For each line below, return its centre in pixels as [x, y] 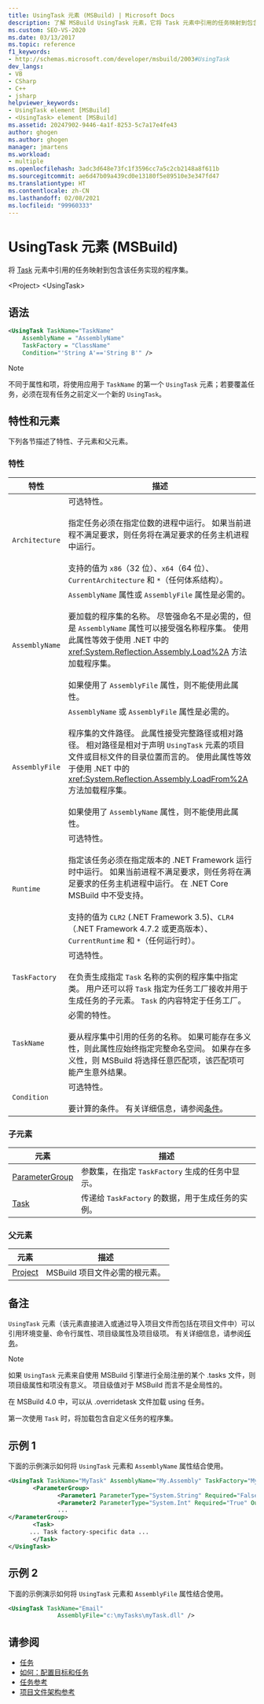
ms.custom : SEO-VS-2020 [47, 30]
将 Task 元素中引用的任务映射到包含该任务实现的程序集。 [100, 270]
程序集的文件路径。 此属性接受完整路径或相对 [152, 733]
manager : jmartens [38, 147]
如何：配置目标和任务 [54, 1673]
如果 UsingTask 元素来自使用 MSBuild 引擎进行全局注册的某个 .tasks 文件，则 [132, 1375]
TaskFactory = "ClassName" [66, 345]
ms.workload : [29, 154]
